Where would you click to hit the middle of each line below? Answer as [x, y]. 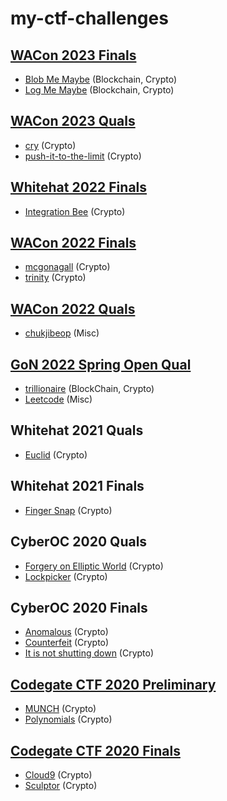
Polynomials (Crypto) [68, 719]
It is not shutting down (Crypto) [89, 653]
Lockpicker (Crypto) [66, 576]
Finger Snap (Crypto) [68, 510]
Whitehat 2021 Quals [77, 430]
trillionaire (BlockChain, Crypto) [89, 389]
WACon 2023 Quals [73, 121]
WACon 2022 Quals [73, 308]
